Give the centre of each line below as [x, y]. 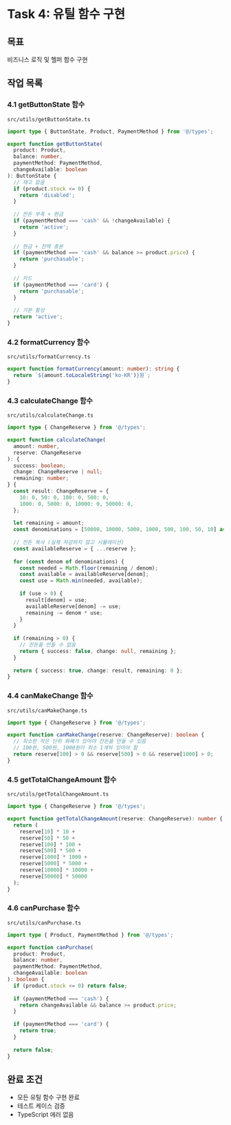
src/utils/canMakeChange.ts [47, 710]
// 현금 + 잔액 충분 [38, 246]
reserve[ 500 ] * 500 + [50, 851]
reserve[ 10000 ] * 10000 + [57, 870]
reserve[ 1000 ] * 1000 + [54, 857]
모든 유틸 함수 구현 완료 [48, 1097]
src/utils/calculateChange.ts [51, 415]
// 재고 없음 [29, 182]
